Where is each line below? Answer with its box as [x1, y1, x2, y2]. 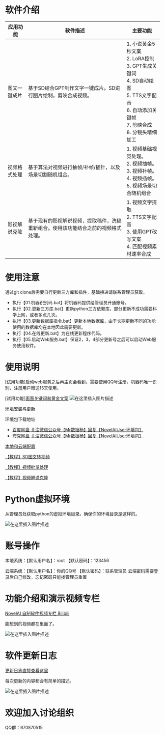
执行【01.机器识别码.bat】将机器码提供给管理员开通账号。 [12, 299, 129, 305]
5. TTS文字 [126, 92, 152, 99]
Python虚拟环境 [5, 494, 70, 505]
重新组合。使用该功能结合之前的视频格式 [27, 225, 122, 231]
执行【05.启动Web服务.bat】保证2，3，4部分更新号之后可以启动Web [12, 336, 152, 342]
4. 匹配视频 [126, 243, 152, 250]
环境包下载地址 [5, 416, 35, 422]
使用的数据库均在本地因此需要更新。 [12, 324, 86, 330]
